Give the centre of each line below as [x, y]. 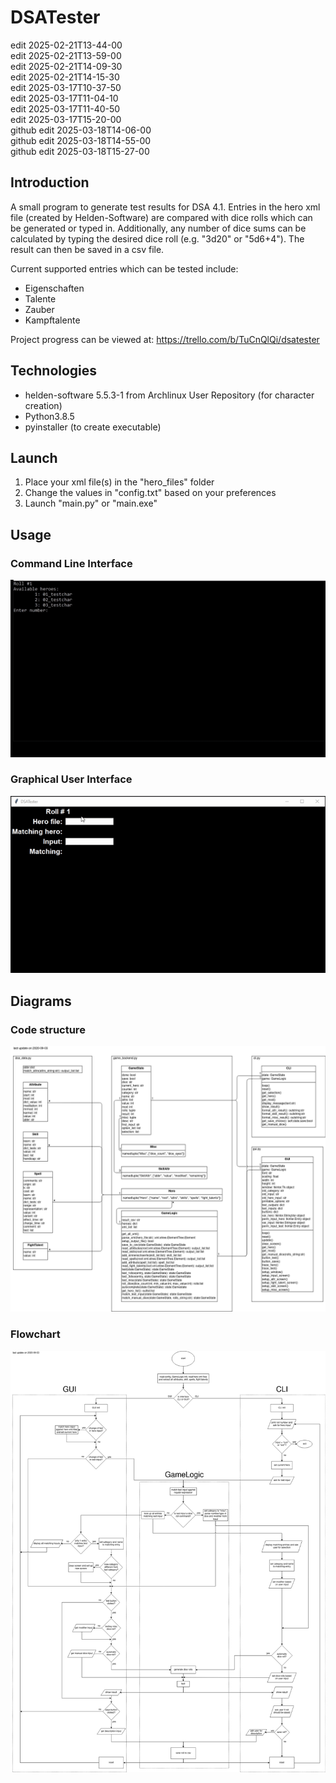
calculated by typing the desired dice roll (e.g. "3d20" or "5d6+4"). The [157, 238]
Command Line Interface [71, 563]
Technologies [54, 371]
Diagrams [41, 1001]
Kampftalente [52, 320]
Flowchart [35, 1334]
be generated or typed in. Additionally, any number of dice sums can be [158, 228]
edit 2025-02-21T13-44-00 [66, 45]
